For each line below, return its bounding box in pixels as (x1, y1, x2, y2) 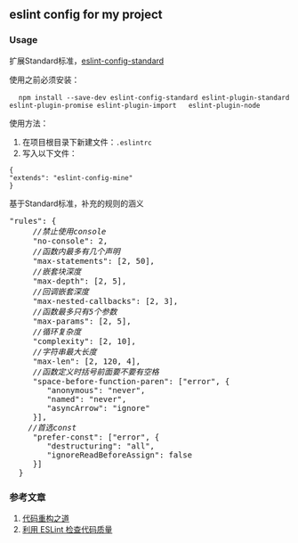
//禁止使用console (32, 226, 107, 236)
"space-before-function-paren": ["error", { (32, 376, 230, 386)
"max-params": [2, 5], (32, 316, 132, 326)
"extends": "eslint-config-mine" (9, 173, 133, 182)
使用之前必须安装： (9, 74, 80, 85)
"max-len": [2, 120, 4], (32, 356, 141, 366)
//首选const (28, 423, 77, 432)
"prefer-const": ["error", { (32, 432, 160, 442)
